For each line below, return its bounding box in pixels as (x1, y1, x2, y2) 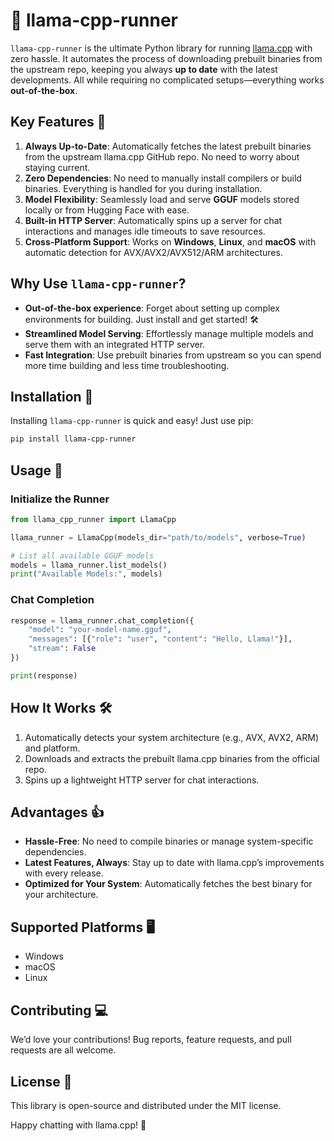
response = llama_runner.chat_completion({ (10, 615, 195, 626)
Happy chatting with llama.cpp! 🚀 (10, 1119, 147, 1131)
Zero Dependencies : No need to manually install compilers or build (24, 172, 302, 184)
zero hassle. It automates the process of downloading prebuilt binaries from (10, 52, 323, 64)
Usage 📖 (10, 462, 63, 479)
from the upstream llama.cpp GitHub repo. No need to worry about (24, 150, 300, 163)
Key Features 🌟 (10, 114, 107, 131)
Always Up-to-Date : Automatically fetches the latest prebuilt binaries (24, 140, 312, 152)
